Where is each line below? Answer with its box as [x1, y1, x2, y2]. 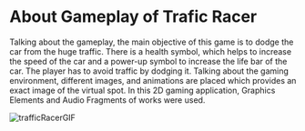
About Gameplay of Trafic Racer [9, 6, 258, 27]
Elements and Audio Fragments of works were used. [9, 94, 206, 106]
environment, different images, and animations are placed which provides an [9, 75, 297, 86]
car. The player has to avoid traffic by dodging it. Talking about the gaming [9, 65, 290, 76]
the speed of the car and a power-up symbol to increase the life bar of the [9, 55, 288, 66]
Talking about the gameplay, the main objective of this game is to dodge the [9, 36, 294, 47]
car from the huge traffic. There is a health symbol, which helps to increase [9, 45, 292, 56]
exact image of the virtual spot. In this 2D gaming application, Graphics [9, 85, 276, 96]
